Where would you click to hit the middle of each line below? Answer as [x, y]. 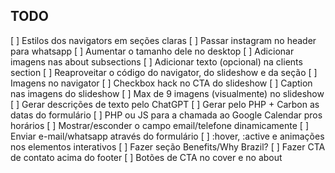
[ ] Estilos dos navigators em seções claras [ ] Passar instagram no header [163, 40]
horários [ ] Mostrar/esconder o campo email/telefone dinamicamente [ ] [159, 125]
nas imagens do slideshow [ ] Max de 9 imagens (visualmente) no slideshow [167, 93]
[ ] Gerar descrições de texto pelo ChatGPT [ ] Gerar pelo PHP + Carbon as [165, 104]
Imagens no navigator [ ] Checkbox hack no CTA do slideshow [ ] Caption [161, 83]
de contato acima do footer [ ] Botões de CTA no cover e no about [146, 157]
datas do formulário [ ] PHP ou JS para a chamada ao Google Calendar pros [166, 115]
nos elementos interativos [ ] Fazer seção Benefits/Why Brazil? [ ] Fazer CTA [168, 146]
